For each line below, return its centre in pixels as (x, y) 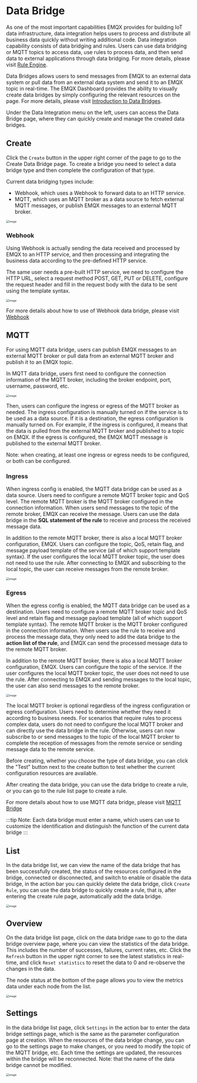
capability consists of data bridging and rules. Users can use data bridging (96, 46)
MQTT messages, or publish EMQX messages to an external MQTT (96, 205)
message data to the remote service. (51, 749)
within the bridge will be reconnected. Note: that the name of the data (91, 1059)
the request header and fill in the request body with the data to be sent (92, 285)
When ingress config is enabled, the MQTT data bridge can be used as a (94, 489)
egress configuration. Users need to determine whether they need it (89, 712)
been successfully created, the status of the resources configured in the (94, 871)
